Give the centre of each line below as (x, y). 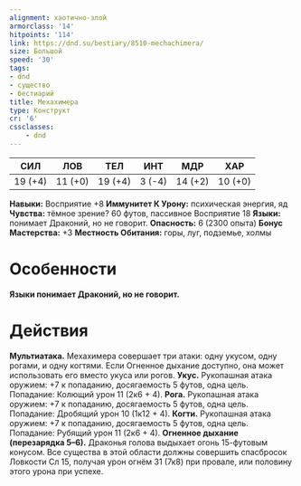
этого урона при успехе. (56, 471)
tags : (19, 69)
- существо (30, 85)
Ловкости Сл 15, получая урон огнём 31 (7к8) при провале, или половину (150, 462)
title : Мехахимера (44, 102)
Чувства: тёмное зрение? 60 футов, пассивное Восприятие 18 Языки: (145, 213)
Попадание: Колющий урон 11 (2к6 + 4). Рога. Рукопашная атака (134, 394)
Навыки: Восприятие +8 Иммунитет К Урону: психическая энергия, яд (149, 204)
